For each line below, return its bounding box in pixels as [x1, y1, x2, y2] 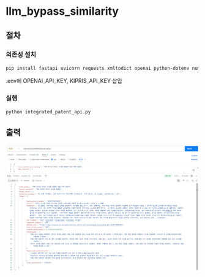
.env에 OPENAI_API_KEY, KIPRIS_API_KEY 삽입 [6, 77, 122, 84]
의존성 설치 [6, 50, 37, 59]
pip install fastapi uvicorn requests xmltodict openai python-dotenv [6, 65, 190, 71]
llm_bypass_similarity [6, 4, 119, 18]
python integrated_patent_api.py [6, 109, 91, 115]
